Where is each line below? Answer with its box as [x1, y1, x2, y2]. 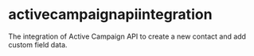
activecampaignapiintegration [8, 6, 213, 24]
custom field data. [8, 39, 68, 49]
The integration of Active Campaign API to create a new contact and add [8, 32, 247, 41]
